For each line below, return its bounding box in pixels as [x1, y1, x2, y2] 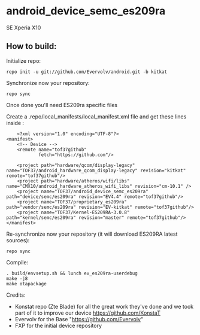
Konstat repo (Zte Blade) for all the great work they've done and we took [14, 303, 193, 310]
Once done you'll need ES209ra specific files [6, 101, 118, 108]
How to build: [6, 41, 57, 51]
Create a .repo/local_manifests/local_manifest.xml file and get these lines [6, 112, 187, 120]
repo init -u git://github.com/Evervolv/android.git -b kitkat [6, 69, 168, 75]
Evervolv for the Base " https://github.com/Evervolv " [14, 315, 144, 322]
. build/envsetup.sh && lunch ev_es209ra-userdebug [6, 270, 138, 276]
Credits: [6, 291, 26, 299]
